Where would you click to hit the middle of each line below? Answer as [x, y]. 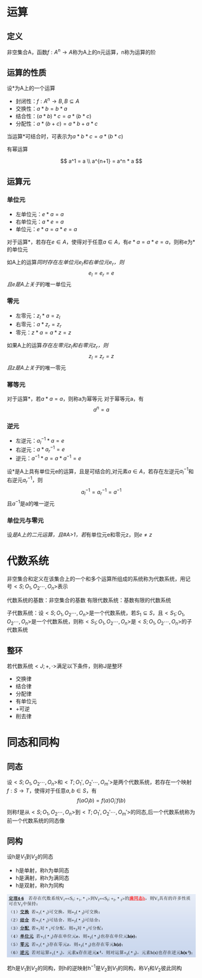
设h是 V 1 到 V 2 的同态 [30, 857]
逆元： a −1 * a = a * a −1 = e [48, 458]
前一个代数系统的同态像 [36, 820]
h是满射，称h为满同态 [42, 878]
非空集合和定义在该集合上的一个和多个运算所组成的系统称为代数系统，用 [96, 579]
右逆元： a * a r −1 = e [40, 449]
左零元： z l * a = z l [38, 316]
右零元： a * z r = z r [38, 325]
